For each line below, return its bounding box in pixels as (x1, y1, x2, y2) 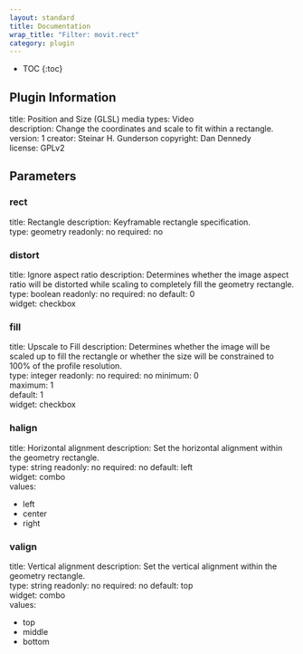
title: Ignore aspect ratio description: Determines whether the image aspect (9, 269, 289, 281)
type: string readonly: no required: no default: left (9, 461, 193, 472)
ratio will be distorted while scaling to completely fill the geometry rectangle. (9, 279, 295, 290)
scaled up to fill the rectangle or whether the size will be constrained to (9, 351, 274, 362)
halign (9, 422, 38, 435)
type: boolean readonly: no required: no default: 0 (9, 289, 195, 300)
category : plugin (9, 38, 75, 48)
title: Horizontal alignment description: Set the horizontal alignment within (9, 442, 283, 453)
